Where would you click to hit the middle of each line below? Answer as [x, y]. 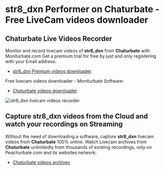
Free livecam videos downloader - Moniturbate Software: [65, 81]
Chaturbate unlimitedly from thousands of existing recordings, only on [79, 147]
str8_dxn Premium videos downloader [52, 71]
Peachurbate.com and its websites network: [51, 152]
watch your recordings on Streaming [64, 124]
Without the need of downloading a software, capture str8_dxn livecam [79, 136]
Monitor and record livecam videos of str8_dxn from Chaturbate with [78, 51]
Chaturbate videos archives [41, 162]
